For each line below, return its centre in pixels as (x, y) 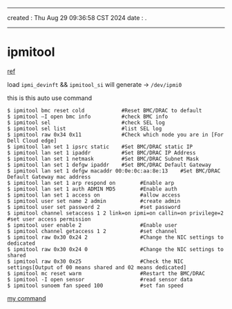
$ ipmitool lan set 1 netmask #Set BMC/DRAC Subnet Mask (103, 159)
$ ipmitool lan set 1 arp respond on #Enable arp (91, 183)
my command (27, 298)
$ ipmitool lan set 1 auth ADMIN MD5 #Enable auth (92, 189)
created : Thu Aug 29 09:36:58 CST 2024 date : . (77, 18)
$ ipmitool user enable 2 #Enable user (92, 225)
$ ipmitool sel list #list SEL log (85, 128)
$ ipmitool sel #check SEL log (86, 122)
